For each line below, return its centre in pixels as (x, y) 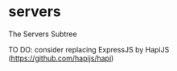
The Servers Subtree (43, 34)
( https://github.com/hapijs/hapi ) (61, 58)
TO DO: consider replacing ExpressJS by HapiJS (89, 49)
